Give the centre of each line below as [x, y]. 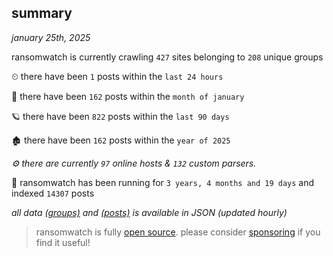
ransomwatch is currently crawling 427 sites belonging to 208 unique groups [167, 57]
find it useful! [63, 242]
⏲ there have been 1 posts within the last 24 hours [117, 76]
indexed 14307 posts [53, 193]
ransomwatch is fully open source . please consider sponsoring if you [178, 232]
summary [42, 13]
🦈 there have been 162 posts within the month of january [128, 96]
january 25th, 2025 [51, 37]
